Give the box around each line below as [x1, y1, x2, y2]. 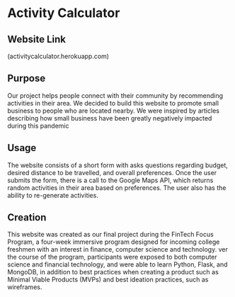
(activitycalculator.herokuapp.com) [7, 52, 110, 60]
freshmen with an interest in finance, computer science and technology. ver [7, 245, 228, 254]
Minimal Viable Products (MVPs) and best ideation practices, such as [7, 275, 209, 284]
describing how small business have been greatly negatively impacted [7, 113, 212, 122]
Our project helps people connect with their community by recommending [7, 91, 224, 100]
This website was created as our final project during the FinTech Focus [7, 230, 214, 239]
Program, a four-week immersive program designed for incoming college [7, 237, 220, 246]
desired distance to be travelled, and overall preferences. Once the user [7, 168, 217, 176]
